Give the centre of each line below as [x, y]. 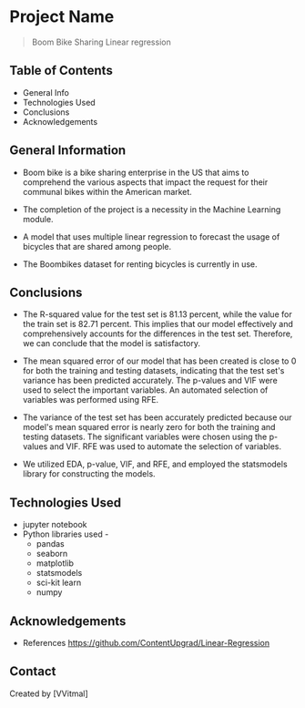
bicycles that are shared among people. [97, 246]
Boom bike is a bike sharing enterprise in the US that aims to [136, 172]
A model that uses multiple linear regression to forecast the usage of [151, 236]
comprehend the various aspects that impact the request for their [145, 182]
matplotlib [55, 563]
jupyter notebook [55, 525]
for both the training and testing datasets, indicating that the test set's [153, 371]
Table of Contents [61, 71]
